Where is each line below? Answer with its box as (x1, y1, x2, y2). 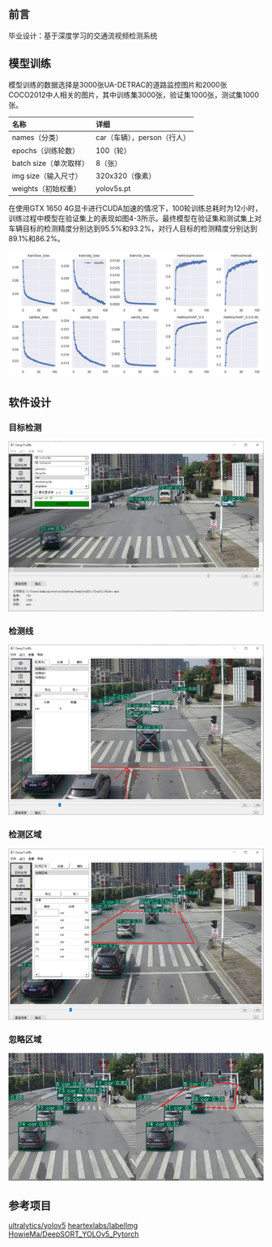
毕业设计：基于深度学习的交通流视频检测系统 (8, 31, 158, 40)
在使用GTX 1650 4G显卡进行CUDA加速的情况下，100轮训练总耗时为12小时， (8, 203, 263, 213)
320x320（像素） (96, 171, 156, 181)
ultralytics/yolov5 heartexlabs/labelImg (8, 1220, 138, 1230)
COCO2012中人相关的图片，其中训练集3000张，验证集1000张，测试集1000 (8, 90, 259, 100)
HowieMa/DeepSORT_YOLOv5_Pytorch (8, 1229, 139, 1239)
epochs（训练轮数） (11, 145, 79, 155)
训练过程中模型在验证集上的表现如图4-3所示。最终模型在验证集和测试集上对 (8, 213, 261, 223)
